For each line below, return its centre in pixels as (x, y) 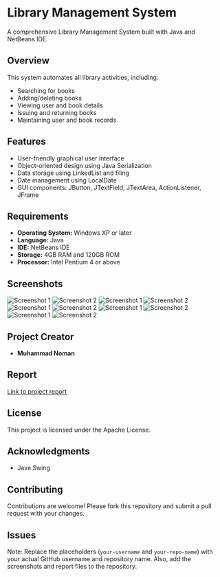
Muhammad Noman (46, 353)
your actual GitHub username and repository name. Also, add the (99, 559)
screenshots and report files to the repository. (72, 567)
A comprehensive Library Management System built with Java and (101, 32)
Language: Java (40, 240)
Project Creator (41, 336)
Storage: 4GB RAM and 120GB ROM (68, 255)
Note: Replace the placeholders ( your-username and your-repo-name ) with (110, 552)
